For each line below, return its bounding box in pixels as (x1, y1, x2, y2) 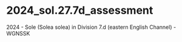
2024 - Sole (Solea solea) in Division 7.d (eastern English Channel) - (6, 23, 177, 31)
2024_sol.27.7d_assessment (6, 4, 153, 17)
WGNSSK (6, 29, 30, 37)
